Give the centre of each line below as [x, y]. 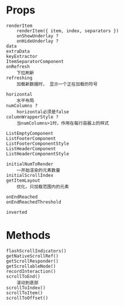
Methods [28, 236]
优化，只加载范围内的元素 [43, 187]
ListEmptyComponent [30, 133]
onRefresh [18, 67]
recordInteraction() [31, 271]
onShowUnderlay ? [38, 36]
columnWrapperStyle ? [32, 117]
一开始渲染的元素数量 [38, 170]
